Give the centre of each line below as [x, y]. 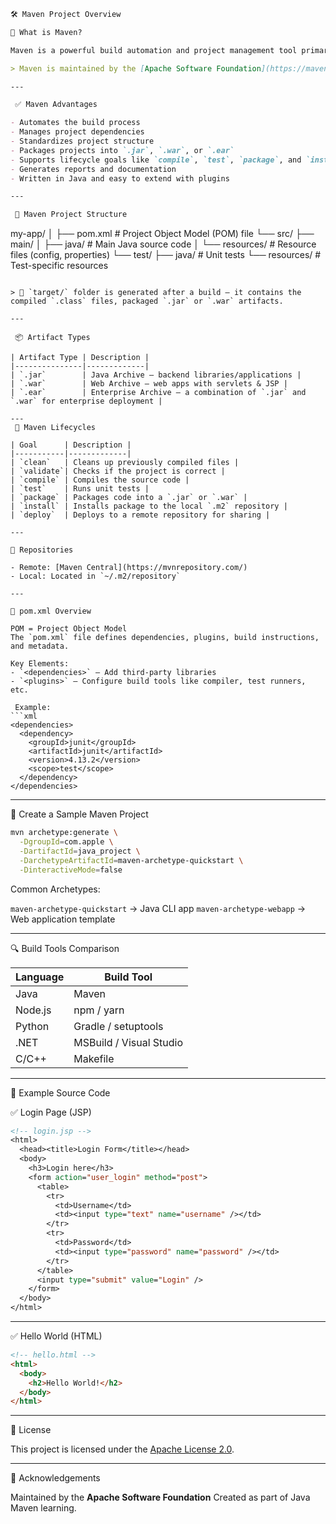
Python [32, 1026]
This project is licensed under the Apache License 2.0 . [122, 1449]
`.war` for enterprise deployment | [86, 401]
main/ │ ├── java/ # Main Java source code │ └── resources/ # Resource [163, 244]
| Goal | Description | [71, 445]
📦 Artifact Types [52, 338]
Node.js [33, 1010]
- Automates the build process [75, 123]
